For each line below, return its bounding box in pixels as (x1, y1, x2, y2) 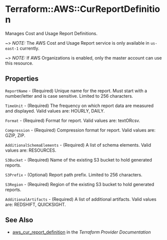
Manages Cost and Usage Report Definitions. (5, 30, 98, 36)
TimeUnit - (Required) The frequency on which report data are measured (5, 103, 154, 109)
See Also (5, 216, 33, 224)
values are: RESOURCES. (5, 147, 57, 153)
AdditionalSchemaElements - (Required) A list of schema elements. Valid (5, 142, 152, 148)
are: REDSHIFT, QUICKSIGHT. (5, 201, 66, 207)
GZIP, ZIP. (5, 132, 26, 138)
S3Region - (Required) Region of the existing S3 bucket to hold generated (5, 181, 155, 187)
